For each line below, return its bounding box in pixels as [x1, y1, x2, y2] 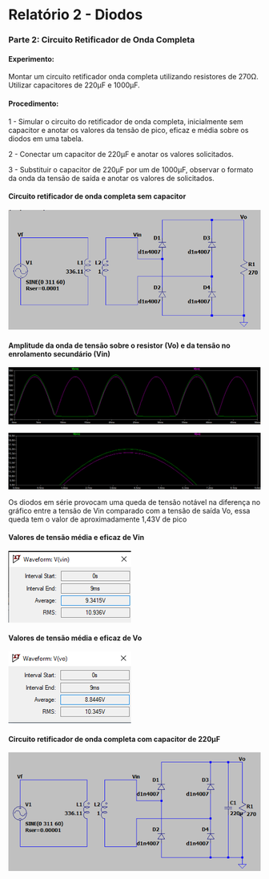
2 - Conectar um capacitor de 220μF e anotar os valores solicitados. [8, 149, 234, 159]
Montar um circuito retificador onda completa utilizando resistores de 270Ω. [8, 72, 259, 82]
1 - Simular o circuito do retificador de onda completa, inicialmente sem [8, 116, 244, 126]
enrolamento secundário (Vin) [8, 349, 110, 358]
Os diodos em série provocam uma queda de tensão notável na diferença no [8, 497, 261, 506]
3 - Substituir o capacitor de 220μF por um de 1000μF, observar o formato [8, 164, 254, 174]
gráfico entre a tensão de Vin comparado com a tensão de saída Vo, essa [8, 506, 251, 515]
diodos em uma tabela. [8, 134, 84, 143]
